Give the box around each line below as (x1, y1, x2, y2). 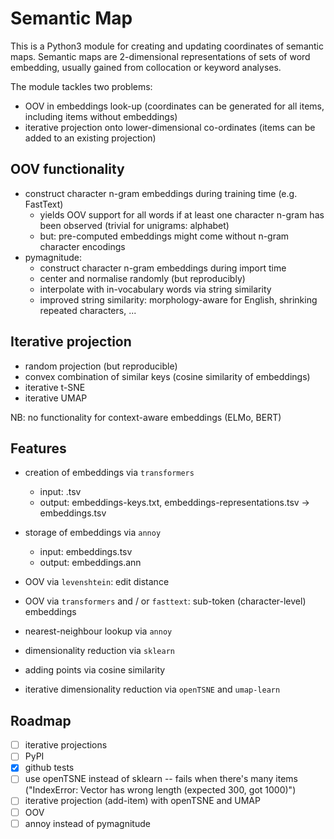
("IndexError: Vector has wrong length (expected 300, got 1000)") (24, 784, 297, 796)
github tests (24, 762, 75, 774)
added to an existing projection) (24, 132, 157, 144)
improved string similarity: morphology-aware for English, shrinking (39, 293, 318, 306)
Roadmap (10, 712, 72, 729)
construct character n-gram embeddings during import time (39, 262, 287, 274)
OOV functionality (10, 161, 125, 178)
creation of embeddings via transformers (24, 467, 195, 479)
